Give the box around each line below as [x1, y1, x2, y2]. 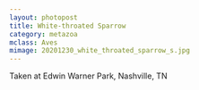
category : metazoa [9, 29, 78, 38]
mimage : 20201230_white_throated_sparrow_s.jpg [9, 46, 191, 55]
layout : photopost [9, 12, 78, 22]
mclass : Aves [9, 37, 58, 47]
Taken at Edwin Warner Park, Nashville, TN [9, 70, 168, 81]
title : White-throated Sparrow [9, 21, 126, 30]
